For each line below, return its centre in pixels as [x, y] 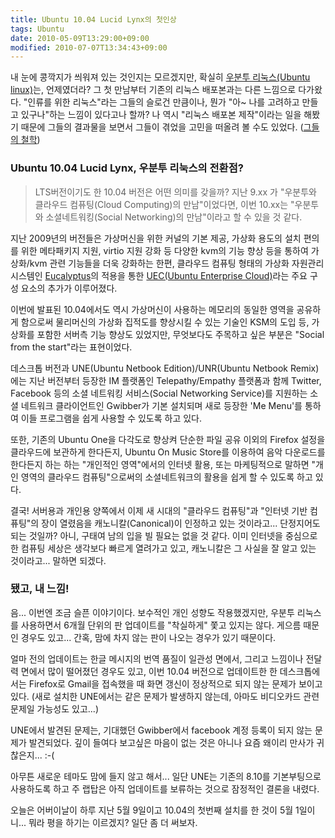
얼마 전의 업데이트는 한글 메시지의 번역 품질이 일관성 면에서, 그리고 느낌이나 [157, 658]
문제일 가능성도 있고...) [55, 708]
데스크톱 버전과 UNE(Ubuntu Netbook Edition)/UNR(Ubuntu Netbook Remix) [165, 368]
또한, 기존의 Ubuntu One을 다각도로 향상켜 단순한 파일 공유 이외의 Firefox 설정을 [168, 439]
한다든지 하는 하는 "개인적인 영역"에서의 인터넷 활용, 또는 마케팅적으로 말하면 [160, 464]
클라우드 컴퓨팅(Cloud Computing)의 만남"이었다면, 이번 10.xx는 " [164, 204]
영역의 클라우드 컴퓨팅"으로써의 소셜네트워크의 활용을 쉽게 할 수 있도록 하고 [166, 477]
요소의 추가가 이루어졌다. [69, 288]
